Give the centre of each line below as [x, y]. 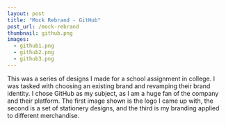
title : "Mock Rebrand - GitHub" [54, 20]
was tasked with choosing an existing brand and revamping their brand [109, 86]
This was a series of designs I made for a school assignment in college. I [111, 78]
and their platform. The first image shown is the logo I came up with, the [110, 101]
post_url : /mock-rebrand [43, 26]
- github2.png [34, 53]
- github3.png [34, 59]
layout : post [26, 14]
